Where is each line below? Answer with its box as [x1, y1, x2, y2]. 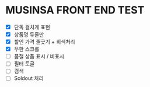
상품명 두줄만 [13, 31, 44, 38]
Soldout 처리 [13, 75, 44, 82]
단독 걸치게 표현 [13, 23, 50, 30]
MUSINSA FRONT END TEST [5, 4, 145, 17]
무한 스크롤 [13, 46, 40, 53]
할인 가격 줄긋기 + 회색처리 [13, 39, 75, 46]
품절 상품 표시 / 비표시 [13, 53, 65, 60]
